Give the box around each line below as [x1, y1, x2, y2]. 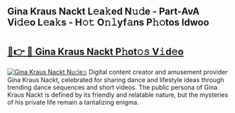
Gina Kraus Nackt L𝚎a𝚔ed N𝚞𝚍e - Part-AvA [7, 6, 200, 18]
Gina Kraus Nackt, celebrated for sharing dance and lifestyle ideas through [7, 76, 224, 84]
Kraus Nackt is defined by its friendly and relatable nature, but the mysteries [7, 91, 229, 99]
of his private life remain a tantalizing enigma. [7, 98, 139, 106]
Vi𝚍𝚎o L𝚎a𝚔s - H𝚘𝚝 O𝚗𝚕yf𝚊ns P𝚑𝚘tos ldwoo [7, 17, 210, 29]
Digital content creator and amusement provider [89, 68, 228, 76]
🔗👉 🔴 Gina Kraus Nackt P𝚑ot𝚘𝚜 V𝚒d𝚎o [7, 46, 184, 58]
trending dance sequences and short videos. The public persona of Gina [7, 84, 218, 91]
